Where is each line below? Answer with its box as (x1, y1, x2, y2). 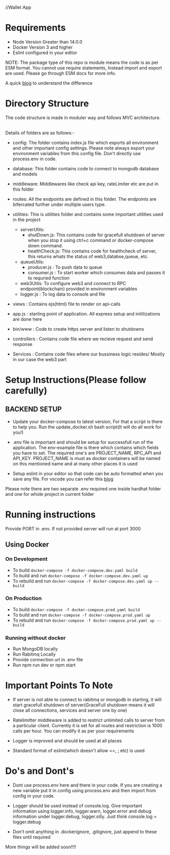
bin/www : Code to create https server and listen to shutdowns (12, 326, 145, 332)
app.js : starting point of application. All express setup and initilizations (12, 310, 161, 316)
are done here (12, 316, 42, 322)
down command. (27, 242, 63, 248)
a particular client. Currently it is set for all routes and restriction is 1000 (12, 723, 162, 729)
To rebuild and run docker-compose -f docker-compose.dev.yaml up (12, 578, 152, 584)
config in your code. (12, 793, 55, 799)
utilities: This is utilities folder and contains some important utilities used (12, 211, 163, 217)
